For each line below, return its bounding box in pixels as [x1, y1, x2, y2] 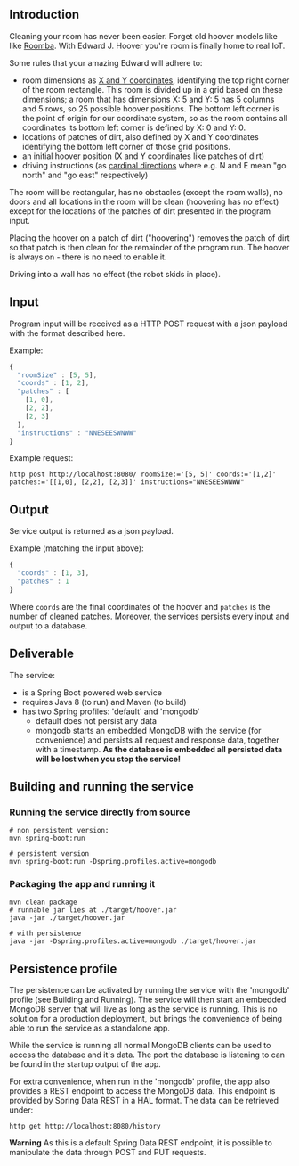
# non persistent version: [9, 826, 109, 835]
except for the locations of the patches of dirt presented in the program [9, 205, 271, 217]
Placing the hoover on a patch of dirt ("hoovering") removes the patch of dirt [9, 232, 291, 243]
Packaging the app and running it [9, 878, 156, 891]
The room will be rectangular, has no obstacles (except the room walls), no [9, 186, 283, 197]
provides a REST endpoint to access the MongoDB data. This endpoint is [9, 1086, 276, 1096]
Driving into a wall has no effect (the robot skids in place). [9, 268, 221, 279]
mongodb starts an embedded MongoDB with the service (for [35, 725, 262, 735]
